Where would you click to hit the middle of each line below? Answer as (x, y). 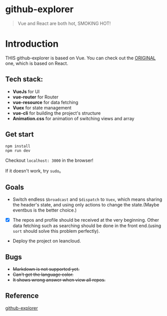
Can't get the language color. (43, 274)
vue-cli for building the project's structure (57, 113)
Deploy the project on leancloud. (47, 241)
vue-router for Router (36, 97)
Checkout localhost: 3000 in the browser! (49, 160)
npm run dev (18, 151)
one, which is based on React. (37, 63)
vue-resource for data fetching (45, 102)
